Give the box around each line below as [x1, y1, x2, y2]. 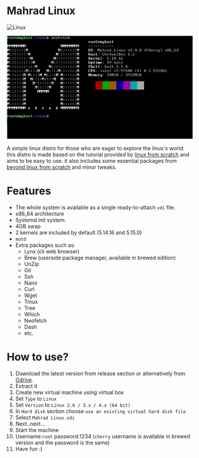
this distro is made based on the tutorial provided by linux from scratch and [6, 151, 190, 158]
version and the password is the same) [15, 439, 110, 446]
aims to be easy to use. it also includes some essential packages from [6, 157, 177, 165]
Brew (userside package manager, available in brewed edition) [24, 254, 176, 262]
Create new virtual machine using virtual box [15, 389, 125, 396]
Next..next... [15, 420, 45, 427]
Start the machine [15, 427, 59, 434]
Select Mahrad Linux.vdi [15, 414, 75, 421]
